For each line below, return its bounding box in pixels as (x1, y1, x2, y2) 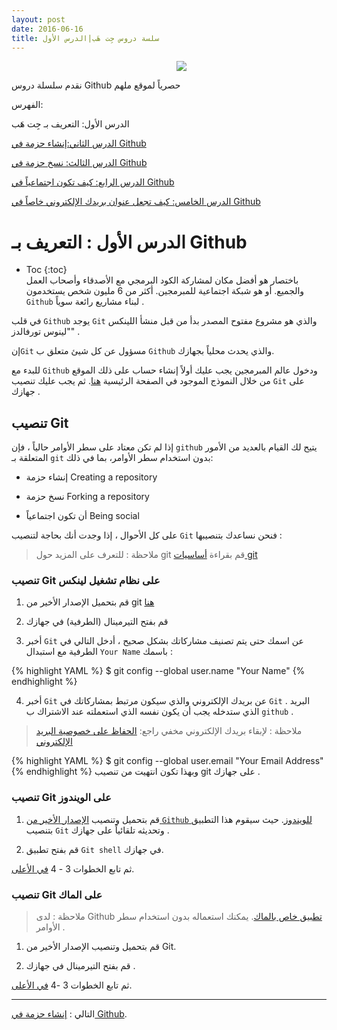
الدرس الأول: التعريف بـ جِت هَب (11, 118, 130, 130)
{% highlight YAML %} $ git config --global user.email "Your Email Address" (11, 755, 324, 767)
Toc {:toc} (25, 264, 68, 276)
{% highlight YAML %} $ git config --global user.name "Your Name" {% (11, 665, 306, 677)
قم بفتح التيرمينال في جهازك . (25, 960, 136, 972)
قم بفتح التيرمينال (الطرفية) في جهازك (25, 616, 169, 628)
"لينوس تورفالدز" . (11, 326, 81, 338)
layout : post (11, 14, 66, 25)
